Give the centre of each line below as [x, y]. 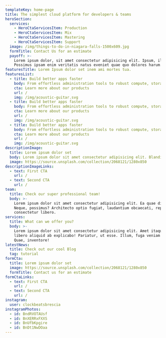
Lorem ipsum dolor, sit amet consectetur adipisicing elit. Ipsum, [85, 60]
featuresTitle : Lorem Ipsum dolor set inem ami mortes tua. [68, 70]
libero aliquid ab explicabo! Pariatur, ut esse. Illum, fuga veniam [87, 235]
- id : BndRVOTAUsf [29, 314]
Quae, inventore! [32, 240]
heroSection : [19, 19]
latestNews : [17, 245]
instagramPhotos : [23, 309]
